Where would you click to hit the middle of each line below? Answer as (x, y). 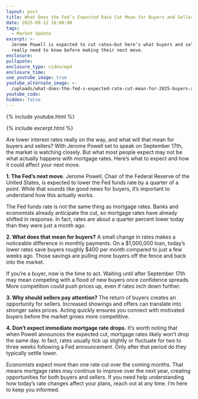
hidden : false (24, 99)
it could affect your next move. (43, 165)
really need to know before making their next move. (77, 50)
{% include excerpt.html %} (40, 128)
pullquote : (19, 61)
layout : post (22, 12)
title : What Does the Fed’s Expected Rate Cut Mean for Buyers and (91, 17)
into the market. (25, 262)
